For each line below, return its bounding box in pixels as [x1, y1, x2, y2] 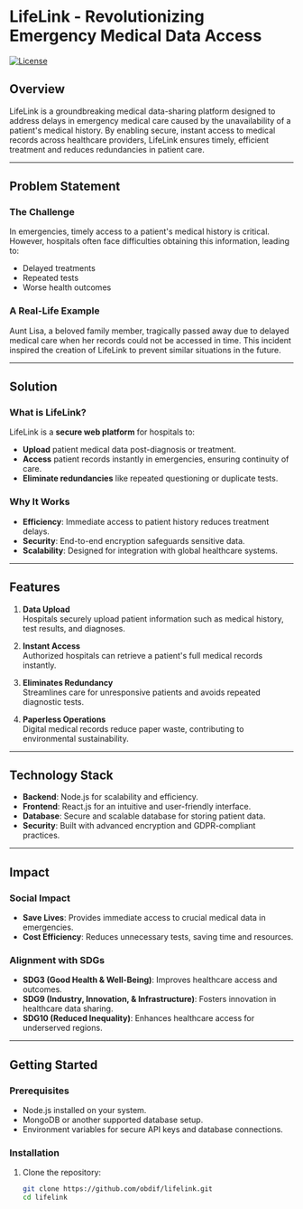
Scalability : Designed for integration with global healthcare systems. [22, 545, 278, 556]
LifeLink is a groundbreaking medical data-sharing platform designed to [9, 106, 276, 117]
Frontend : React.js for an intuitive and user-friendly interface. [22, 801, 252, 812]
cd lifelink [22, 1193, 68, 1203]
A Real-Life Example [9, 305, 100, 317]
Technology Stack [9, 767, 114, 783]
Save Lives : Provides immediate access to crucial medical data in [22, 913, 266, 923]
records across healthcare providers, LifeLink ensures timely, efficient [9, 134, 269, 145]
